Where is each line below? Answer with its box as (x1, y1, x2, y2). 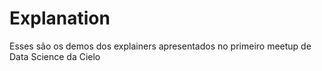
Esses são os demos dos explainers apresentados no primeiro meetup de (9, 40, 312, 52)
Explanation (9, 7, 111, 30)
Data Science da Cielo (9, 50, 101, 62)
